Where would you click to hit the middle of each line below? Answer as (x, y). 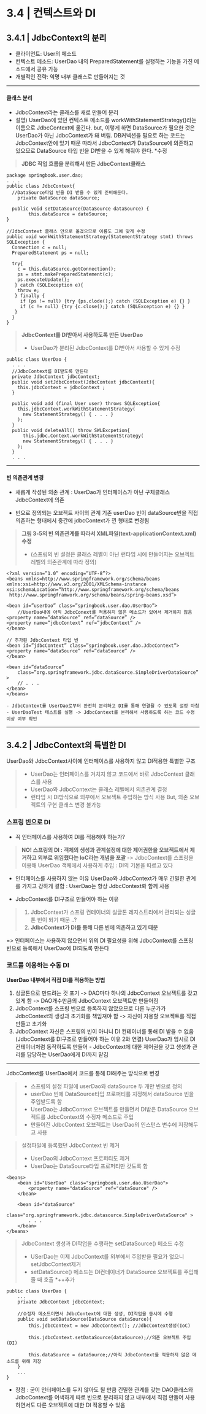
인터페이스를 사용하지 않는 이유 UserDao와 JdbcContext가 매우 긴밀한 (100, 878)
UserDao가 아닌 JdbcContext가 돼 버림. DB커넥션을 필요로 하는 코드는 (100, 136)
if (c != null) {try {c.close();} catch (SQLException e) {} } (102, 307)
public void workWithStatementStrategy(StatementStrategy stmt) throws (100, 237)
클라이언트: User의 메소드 (46, 54)
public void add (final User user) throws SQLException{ (86, 404)
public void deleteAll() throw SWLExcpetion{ (71, 431)
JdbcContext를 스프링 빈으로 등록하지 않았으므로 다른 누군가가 (90, 1008)
